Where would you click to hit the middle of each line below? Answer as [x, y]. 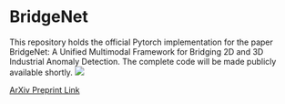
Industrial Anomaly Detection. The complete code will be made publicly [143, 61]
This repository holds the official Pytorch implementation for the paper [141, 42]
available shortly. [41, 72]
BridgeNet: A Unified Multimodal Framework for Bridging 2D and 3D [137, 51]
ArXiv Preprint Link [45, 89]
